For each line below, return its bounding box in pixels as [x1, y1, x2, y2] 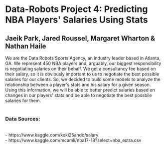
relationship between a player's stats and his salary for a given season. [5, 81, 151, 87]
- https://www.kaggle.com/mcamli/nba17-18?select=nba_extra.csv [5, 137, 142, 143]
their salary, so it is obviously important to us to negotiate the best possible [5, 71, 160, 77]
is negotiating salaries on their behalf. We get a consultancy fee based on [5, 66, 156, 71]
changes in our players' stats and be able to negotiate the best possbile [5, 92, 152, 98]
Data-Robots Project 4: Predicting [5, 3, 148, 15]
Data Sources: [5, 115, 40, 122]
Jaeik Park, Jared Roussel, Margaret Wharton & [5, 34, 156, 42]
